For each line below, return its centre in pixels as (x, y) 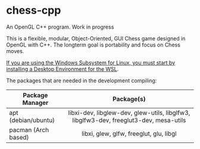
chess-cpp (34, 10)
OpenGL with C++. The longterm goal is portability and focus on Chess (93, 45)
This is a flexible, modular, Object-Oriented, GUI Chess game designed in (96, 38)
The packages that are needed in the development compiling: (82, 80)
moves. (15, 51)
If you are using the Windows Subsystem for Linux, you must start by (91, 63)
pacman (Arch (29, 130)
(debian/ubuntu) (32, 120)
